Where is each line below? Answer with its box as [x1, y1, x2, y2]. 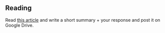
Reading [5, 4, 32, 12]
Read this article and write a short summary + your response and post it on [5, 17, 160, 23]
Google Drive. [5, 22, 34, 28]
